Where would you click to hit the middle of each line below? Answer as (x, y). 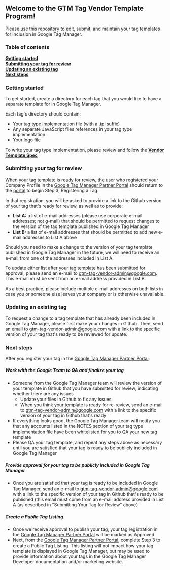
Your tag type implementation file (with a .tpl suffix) (66, 124)
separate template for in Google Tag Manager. (53, 104)
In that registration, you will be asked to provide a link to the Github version (83, 200)
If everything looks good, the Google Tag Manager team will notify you (86, 421)
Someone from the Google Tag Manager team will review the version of (87, 383)
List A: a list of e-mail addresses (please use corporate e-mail (77, 215)
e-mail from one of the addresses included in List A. (60, 258)
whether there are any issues (43, 394)
